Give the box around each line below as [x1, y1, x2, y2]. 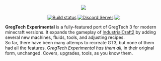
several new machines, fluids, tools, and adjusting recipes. [5, 34, 125, 40]
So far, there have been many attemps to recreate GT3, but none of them [5, 39, 154, 45]
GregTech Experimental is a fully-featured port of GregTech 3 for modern [5, 24, 157, 30]
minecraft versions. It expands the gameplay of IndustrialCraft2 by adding [5, 29, 157, 35]
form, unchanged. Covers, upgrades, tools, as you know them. [5, 50, 133, 56]
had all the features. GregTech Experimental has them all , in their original [5, 45, 155, 51]
